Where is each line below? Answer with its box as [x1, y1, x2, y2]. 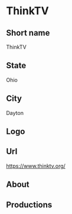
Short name [6, 28, 50, 38]
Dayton [6, 109, 24, 116]
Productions [6, 200, 53, 210]
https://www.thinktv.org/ [6, 162, 66, 170]
